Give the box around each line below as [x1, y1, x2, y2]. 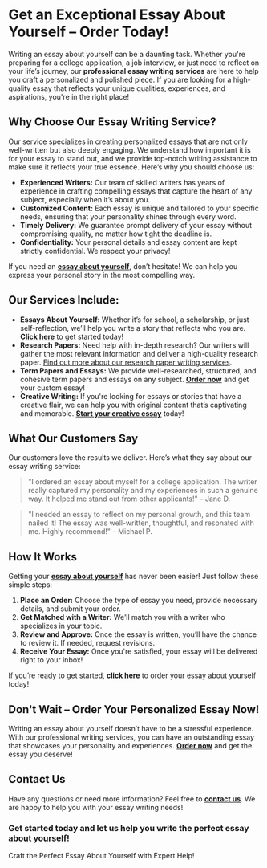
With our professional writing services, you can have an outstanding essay [8, 732, 255, 742]
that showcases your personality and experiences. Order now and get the [8, 741, 253, 750]
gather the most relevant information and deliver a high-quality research [19, 348, 259, 358]
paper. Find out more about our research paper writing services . [19, 357, 233, 367]
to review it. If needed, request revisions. [19, 638, 155, 648]
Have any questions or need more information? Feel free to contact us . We [8, 793, 256, 804]
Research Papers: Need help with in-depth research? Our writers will [19, 340, 249, 350]
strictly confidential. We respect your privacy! [19, 246, 171, 255]
